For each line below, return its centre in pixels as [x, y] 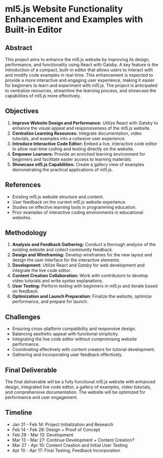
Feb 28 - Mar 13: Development [43, 435]
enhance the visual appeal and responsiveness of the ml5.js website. [81, 128]
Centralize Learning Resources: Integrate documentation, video [77, 133]
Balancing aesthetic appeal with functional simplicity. [65, 334]
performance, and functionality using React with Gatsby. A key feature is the [82, 65]
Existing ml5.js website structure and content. [58, 197]
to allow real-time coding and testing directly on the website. [73, 149]
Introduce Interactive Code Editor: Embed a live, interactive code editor [85, 144]
